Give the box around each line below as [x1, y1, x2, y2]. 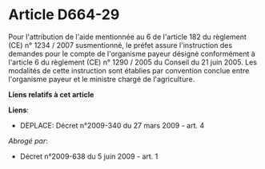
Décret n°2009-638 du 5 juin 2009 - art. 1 [19, 151, 159, 161]
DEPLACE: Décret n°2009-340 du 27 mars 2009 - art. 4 [19, 120, 205, 130]
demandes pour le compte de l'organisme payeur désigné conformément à [8, 49, 256, 58]
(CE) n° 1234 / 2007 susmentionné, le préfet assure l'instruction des [8, 40, 233, 49]
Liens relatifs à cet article [8, 89, 94, 99]
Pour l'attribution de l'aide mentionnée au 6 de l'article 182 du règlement [8, 32, 247, 41]
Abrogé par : [8, 136, 48, 145]
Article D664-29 [8, 6, 120, 24]
